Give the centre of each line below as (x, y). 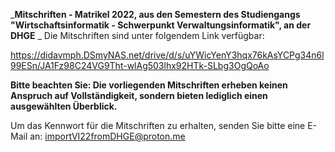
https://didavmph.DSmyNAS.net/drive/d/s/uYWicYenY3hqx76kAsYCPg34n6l (167, 55)
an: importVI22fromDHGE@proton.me (107, 136)
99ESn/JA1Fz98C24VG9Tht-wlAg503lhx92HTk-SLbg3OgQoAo (140, 65)
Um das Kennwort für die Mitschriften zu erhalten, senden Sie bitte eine (158, 125)
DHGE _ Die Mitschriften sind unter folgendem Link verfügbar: (137, 35)
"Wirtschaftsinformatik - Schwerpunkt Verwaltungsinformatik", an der (161, 25)
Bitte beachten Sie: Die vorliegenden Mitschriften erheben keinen (149, 85)
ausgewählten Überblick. (64, 106)
